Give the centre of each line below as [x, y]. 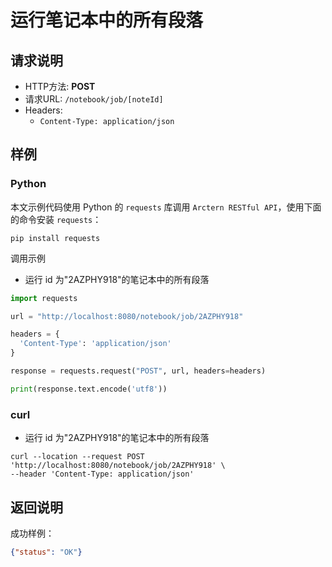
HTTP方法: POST [60, 86]
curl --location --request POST [77, 457]
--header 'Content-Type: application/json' [102, 474]
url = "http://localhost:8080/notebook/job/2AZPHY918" [127, 316]
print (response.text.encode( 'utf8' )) [89, 389]
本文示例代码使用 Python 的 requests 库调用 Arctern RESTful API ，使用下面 [166, 207]
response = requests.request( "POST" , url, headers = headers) [138, 371]
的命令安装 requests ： [56, 219]
